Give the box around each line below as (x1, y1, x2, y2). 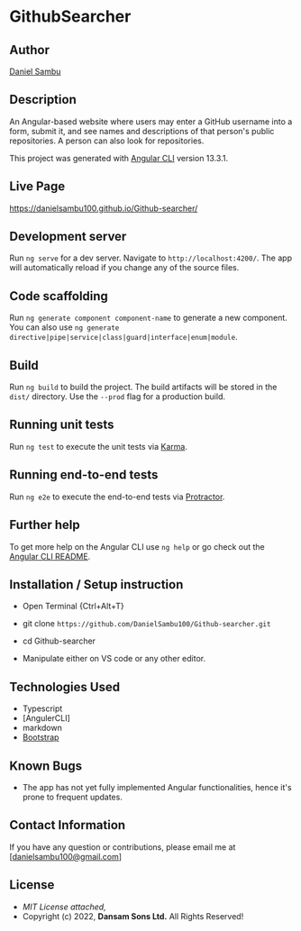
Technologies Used (9, 679, 120, 695)
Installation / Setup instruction (9, 577, 184, 592)
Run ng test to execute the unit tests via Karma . (9, 441, 187, 452)
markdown (22, 723, 63, 734)
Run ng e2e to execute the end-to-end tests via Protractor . (9, 491, 225, 502)
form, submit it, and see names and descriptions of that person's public (9, 125, 275, 136)
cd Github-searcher (22, 635, 96, 646)
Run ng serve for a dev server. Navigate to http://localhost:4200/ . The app (9, 252, 293, 263)
